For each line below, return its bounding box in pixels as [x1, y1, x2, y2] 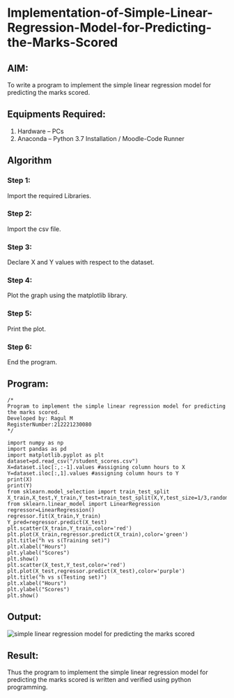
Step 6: [7, 342, 33, 352]
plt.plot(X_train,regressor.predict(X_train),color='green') [7, 530, 189, 538]
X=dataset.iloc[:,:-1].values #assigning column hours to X [7, 463, 186, 470]
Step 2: [7, 209, 33, 218]
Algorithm [7, 155, 52, 167]
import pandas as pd [7, 445, 68, 452]
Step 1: [7, 176, 31, 186]
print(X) [7, 476, 33, 483]
